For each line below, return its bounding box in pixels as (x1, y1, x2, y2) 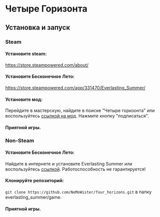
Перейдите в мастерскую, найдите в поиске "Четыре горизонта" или (5, 107, 155, 114)
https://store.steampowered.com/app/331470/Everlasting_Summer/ (5, 84, 145, 91)
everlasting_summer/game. (5, 194, 62, 200)
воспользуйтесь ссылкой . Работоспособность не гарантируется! (5, 166, 146, 172)
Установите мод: (5, 96, 43, 102)
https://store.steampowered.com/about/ (5, 62, 89, 68)
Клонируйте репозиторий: (5, 178, 64, 184)
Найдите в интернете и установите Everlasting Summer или (5, 160, 133, 167)
